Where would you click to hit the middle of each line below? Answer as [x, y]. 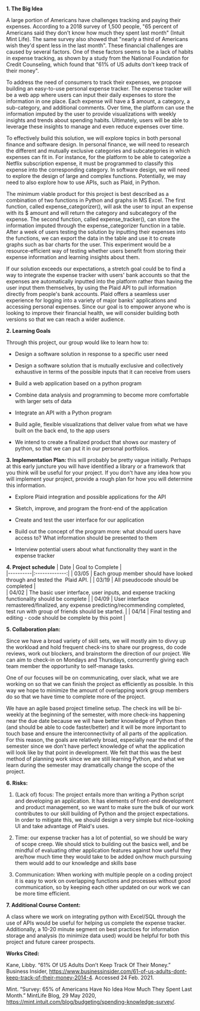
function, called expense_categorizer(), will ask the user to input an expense [100, 207]
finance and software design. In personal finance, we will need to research [98, 144]
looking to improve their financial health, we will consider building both [93, 313]
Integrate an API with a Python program [63, 413]
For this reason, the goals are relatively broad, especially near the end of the [100, 740]
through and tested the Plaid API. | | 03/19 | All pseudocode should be [92, 580]
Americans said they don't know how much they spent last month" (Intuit [96, 33]
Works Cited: [23, 953]
